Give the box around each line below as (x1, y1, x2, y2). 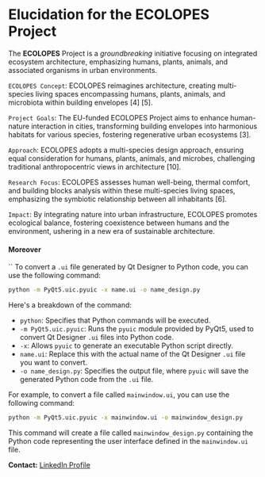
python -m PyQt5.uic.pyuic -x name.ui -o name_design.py (8, 286, 201, 294)
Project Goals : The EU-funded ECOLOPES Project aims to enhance (8, 113, 229, 122)
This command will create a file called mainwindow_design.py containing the (8, 428, 254, 437)
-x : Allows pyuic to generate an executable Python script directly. (19, 341, 234, 350)
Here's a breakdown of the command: (8, 300, 132, 310)
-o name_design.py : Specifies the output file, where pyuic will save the (19, 366, 249, 376)
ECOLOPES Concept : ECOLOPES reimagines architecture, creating (8, 81, 217, 90)
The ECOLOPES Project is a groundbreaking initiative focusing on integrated (8, 48, 258, 58)
